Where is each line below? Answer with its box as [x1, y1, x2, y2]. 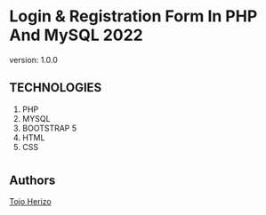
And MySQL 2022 [9, 25, 144, 45]
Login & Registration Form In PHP [9, 6, 258, 27]
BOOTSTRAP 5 [21, 123, 77, 133]
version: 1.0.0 [9, 54, 58, 65]
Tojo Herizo [9, 196, 52, 207]
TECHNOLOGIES [9, 80, 102, 95]
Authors [9, 172, 56, 187]
